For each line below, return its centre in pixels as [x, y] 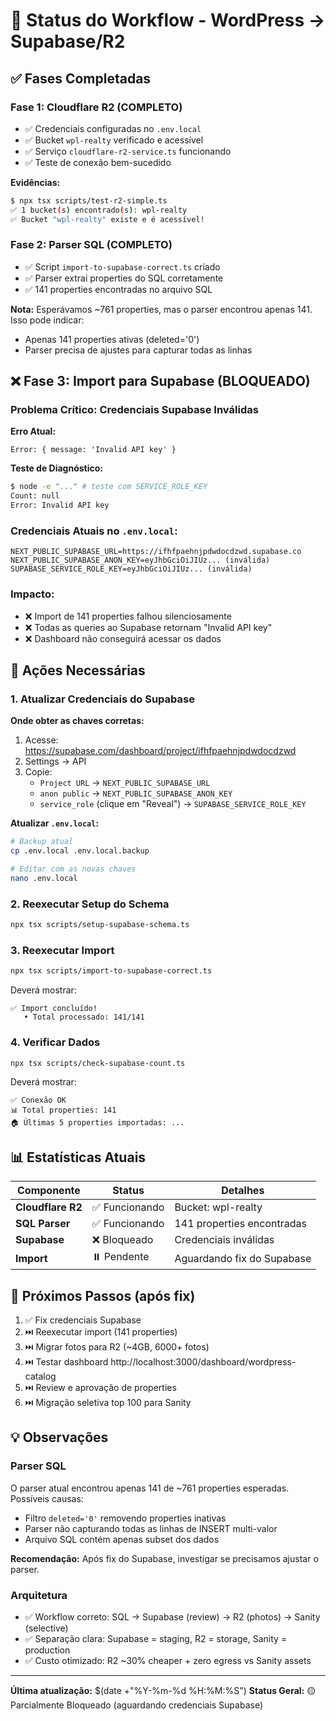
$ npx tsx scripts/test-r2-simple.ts [89, 200]
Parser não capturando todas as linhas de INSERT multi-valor [151, 1528]
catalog [40, 1376]
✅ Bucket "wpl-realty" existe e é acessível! [107, 219]
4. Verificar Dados [55, 1042]
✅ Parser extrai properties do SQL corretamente [124, 278]
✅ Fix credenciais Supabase [83, 1320]
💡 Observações [59, 1437]
